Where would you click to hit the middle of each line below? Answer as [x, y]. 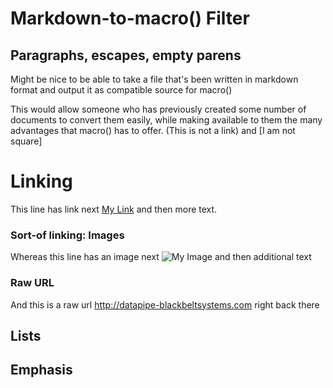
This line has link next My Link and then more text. [114, 209]
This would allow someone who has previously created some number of [158, 109]
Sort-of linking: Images [67, 235]
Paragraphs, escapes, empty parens [126, 55]
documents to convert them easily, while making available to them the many [166, 120]
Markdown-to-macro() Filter [130, 18]
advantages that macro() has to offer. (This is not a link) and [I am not [153, 130]
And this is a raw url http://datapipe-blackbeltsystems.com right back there [165, 304]
